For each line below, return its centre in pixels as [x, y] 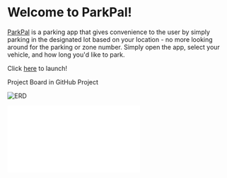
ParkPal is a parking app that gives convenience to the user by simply [109, 32]
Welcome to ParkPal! [70, 12]
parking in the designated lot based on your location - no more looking [110, 39]
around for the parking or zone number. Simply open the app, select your [114, 47]
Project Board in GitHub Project [53, 82]
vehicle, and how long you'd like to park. [66, 55]
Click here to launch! [37, 68]
